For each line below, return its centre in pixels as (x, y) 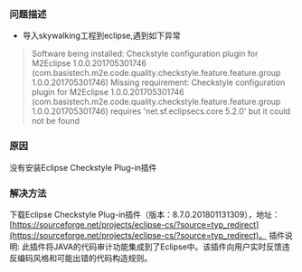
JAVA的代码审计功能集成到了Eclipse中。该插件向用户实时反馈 (168, 247)
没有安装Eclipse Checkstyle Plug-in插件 (83, 167)
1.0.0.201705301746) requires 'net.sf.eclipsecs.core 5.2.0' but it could (161, 111)
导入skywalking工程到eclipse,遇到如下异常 (101, 36)
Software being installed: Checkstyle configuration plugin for (145, 54)
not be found (55, 121)
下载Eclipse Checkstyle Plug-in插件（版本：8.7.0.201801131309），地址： (145, 214)
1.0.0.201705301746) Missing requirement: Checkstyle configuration (158, 82)
